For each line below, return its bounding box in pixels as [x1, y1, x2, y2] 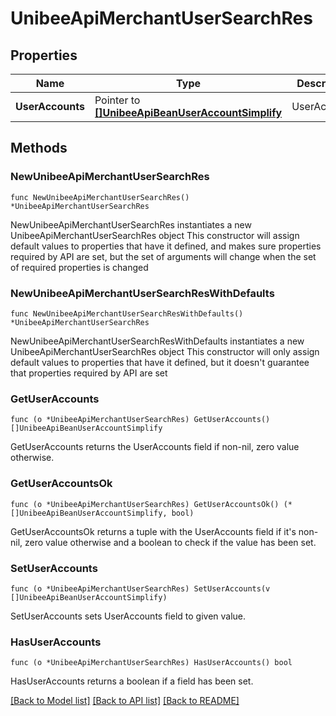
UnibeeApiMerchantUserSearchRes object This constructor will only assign [10, 345, 320, 357]
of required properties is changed [10, 261, 149, 273]
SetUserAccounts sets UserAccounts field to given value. [10, 610, 247, 622]
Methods [10, 140, 68, 157]
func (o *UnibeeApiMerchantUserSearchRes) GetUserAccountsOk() [10, 499, 280, 509]
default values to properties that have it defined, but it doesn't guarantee [10, 356, 310, 368]
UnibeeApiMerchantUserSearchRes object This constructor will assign [10, 229, 300, 241]
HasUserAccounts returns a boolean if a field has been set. [10, 675, 254, 687]
